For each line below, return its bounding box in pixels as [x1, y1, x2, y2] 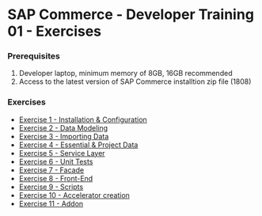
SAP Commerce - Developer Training [7, 6, 255, 24]
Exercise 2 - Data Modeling [18, 123, 108, 132]
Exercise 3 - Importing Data [18, 131, 109, 141]
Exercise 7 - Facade [18, 165, 85, 175]
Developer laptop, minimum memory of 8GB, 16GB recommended [18, 69, 233, 78]
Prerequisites [7, 51, 60, 62]
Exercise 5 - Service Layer [18, 148, 105, 157]
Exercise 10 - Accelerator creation [18, 190, 130, 199]
